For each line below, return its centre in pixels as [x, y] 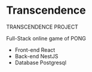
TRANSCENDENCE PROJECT [42, 27]
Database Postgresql [41, 62]
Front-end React [35, 50]
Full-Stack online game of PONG [46, 38]
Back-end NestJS [36, 56]
